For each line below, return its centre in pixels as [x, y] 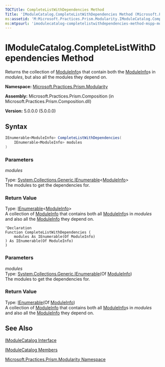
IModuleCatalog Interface [31, 340]
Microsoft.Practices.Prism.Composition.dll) [48, 101]
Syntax [16, 126]
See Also [19, 328]
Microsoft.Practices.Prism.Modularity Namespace [55, 359]
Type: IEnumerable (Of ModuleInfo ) [40, 302]
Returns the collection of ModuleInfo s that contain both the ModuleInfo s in [80, 72]
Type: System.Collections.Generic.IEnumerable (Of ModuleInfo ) [69, 273]
